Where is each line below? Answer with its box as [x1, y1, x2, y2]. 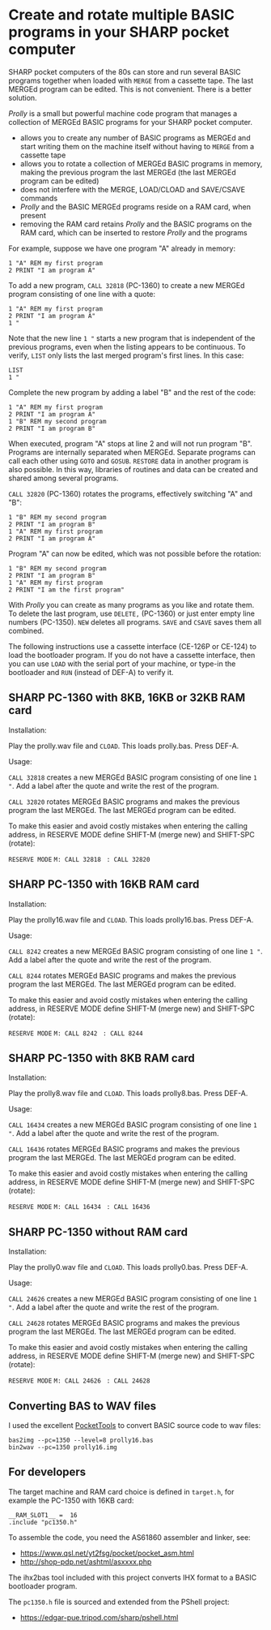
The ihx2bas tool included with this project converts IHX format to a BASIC [8, 1572, 257, 1582]
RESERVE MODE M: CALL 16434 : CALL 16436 [8, 1203, 150, 1211]
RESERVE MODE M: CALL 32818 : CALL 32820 [8, 855, 150, 863]
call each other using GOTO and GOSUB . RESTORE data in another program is [8, 456, 249, 466]
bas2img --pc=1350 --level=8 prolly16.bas [8, 1436, 154, 1444]
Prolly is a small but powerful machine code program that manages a [8, 108, 238, 118]
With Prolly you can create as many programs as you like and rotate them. [8, 600, 255, 609]
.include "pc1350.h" [8, 1518, 78, 1526]
